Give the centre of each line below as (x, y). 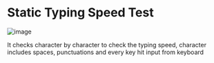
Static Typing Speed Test (80, 13)
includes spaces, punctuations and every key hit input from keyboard (106, 52)
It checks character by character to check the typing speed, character (107, 45)
